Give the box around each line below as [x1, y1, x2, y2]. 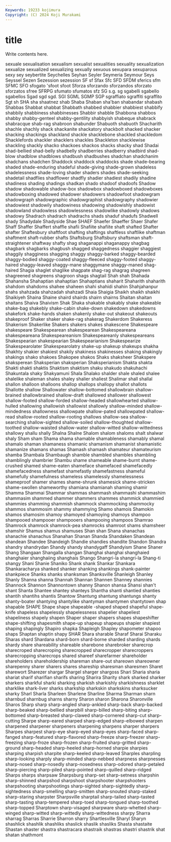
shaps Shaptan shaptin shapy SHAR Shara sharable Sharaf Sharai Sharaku [5, 631, 162, 637]
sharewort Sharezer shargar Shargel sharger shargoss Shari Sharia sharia [5, 669, 160, 675]
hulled [5, 403, 19, 409]
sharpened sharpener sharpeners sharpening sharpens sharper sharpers [5, 723, 159, 730]
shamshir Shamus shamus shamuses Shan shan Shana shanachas [5, 528, 145, 534]
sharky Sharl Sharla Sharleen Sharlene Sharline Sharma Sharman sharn [5, 691, 156, 697]
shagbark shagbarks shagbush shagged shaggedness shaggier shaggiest [5, 246, 161, 252]
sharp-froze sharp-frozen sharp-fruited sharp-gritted [23, 739, 136, 746]
